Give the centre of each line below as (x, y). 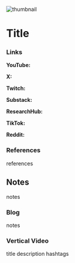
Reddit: (16, 135)
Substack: (19, 100)
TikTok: (16, 123)
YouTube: (19, 65)
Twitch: (16, 88)
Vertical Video (28, 241)
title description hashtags (37, 254)
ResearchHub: (25, 111)
